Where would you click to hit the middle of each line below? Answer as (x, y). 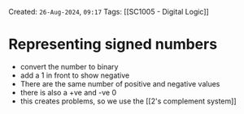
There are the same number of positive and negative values (120, 83)
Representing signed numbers (113, 44)
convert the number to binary (69, 66)
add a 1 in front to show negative (75, 75)
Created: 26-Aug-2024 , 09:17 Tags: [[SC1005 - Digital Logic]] (109, 12)
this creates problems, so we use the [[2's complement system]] (129, 101)
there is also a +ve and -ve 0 (68, 92)
